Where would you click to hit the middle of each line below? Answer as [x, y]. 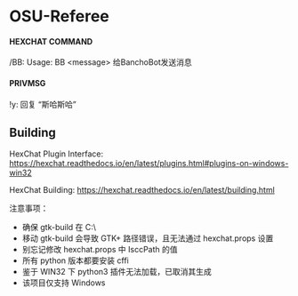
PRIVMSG [28, 83]
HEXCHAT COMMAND [51, 41]
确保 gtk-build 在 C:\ [59, 228]
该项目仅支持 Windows [64, 283]
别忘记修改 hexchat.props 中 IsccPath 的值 [100, 250]
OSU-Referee [59, 16]
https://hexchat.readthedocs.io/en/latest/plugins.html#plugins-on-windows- [149, 164]
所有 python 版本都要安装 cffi [75, 260]
